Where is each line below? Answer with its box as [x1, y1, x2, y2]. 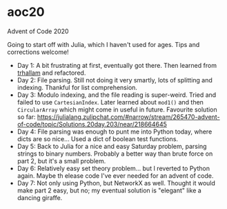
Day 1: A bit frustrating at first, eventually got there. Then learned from [17, 61, 217, 69]
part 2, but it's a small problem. [17, 156, 106, 165]
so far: [17, 112, 36, 121]
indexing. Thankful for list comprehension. [17, 83, 138, 91]
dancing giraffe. [17, 193, 63, 201]
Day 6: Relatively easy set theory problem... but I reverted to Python [17, 164, 210, 172]
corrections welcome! [7, 48, 69, 56]
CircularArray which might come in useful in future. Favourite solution [17, 105, 217, 113]
